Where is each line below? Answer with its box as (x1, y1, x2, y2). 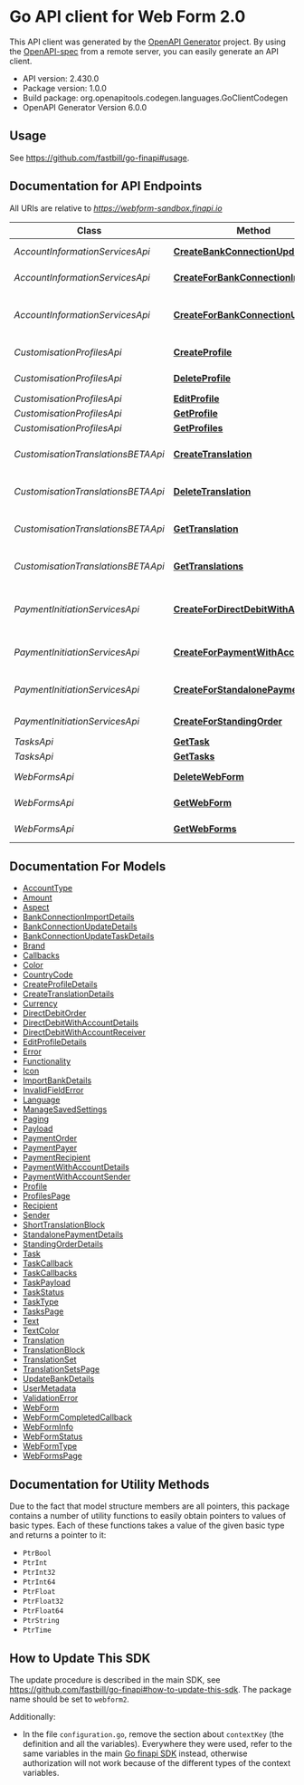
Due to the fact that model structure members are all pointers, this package (9, 1501, 290, 1511)
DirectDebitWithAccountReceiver (22, 1027, 147, 1038)
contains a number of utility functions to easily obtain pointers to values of (9, 1511, 287, 1521)
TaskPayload (22, 1277, 71, 1288)
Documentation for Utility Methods (9, 1476, 210, 1492)
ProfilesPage (22, 1191, 71, 1202)
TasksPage (22, 1306, 64, 1317)
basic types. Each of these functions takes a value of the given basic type (9, 1520, 285, 1531)
